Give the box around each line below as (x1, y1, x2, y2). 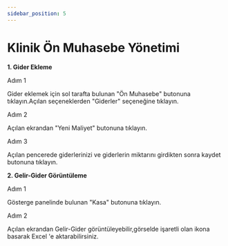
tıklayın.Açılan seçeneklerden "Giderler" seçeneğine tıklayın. (7, 97, 179, 105)
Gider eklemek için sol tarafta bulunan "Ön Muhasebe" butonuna (7, 89, 191, 97)
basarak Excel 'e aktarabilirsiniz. (7, 232, 99, 240)
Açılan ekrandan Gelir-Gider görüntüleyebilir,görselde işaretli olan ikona (7, 225, 210, 233)
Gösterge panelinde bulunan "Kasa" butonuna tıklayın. (7, 198, 162, 206)
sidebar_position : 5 (7, 10, 67, 17)
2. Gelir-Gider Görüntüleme (7, 171, 88, 180)
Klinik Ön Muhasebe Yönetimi (7, 39, 180, 55)
